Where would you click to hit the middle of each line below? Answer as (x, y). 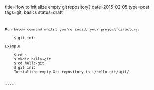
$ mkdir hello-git (32, 59)
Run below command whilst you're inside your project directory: (72, 30)
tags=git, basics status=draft (34, 12)
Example (13, 46)
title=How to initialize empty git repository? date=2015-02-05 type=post (77, 7)
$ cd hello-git (29, 63)
